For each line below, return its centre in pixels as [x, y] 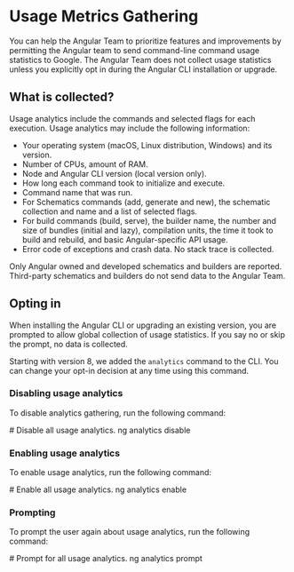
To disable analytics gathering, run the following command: [118, 413]
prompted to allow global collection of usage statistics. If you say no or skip [147, 334]
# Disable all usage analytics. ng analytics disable [100, 430]
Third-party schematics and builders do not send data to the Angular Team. [147, 275]
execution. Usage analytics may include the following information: [130, 128]
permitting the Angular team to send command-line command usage [135, 50]
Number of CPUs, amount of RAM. [85, 164]
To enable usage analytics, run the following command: [110, 473]
